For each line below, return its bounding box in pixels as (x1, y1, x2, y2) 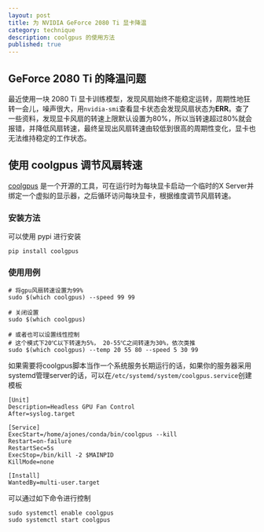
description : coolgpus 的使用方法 (8, 33, 115, 42)
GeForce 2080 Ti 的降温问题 (8, 72, 147, 85)
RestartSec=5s (8, 445, 55, 453)
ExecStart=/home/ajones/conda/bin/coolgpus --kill (8, 431, 178, 438)
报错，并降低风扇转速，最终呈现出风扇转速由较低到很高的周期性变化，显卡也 (8, 123, 256, 133)
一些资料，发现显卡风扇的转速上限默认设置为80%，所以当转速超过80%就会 (8, 113, 253, 123)
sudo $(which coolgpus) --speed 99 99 (8, 294, 135, 302)
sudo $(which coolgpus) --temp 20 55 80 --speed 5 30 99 (8, 347, 199, 354)
